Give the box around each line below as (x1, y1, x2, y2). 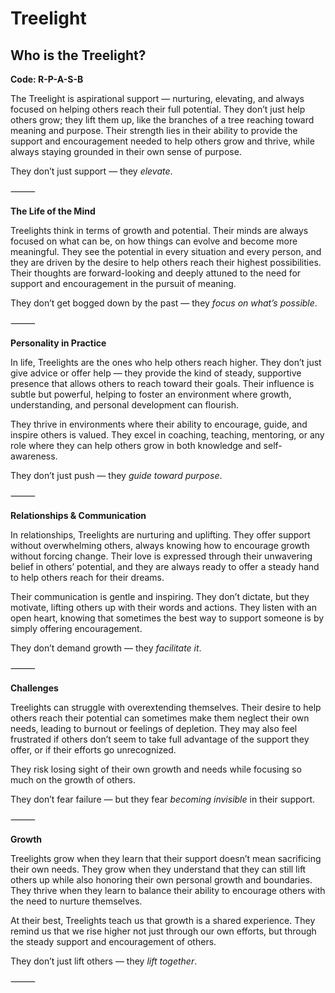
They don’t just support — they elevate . (10, 165, 173, 177)
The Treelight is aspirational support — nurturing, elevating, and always (10, 93, 305, 104)
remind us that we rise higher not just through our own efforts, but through (10, 925, 317, 937)
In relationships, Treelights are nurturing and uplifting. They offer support (10, 529, 311, 541)
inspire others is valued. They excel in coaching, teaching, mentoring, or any (10, 429, 325, 441)
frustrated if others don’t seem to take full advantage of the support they (10, 733, 310, 745)
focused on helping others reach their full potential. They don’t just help (10, 103, 306, 115)
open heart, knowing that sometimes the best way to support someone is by (10, 612, 325, 624)
